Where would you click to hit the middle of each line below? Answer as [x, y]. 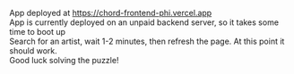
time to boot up [37, 32]
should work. [34, 51]
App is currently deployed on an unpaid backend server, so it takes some [144, 22]
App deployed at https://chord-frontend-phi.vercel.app [111, 13]
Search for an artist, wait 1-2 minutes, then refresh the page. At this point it [147, 41]
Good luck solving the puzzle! [64, 60]
